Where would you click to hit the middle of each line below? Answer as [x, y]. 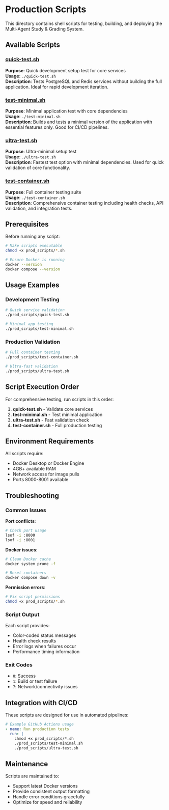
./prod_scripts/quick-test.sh [37, 315]
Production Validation [33, 342]
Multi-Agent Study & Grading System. [45, 29]
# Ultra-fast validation [32, 366]
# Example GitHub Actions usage [39, 724]
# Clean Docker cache [28, 559]
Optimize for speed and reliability [47, 802]
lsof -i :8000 [20, 535]
